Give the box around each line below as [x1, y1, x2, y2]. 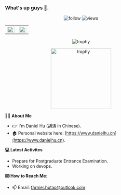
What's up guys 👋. [5, 4, 49, 11]
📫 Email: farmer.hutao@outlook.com [12, 184, 86, 191]
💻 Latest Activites [5, 147, 42, 153]
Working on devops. [12, 163, 52, 169]
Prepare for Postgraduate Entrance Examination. [12, 158, 108, 164]
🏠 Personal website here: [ [12, 130, 67, 136]
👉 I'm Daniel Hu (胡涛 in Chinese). [12, 123, 81, 129]
